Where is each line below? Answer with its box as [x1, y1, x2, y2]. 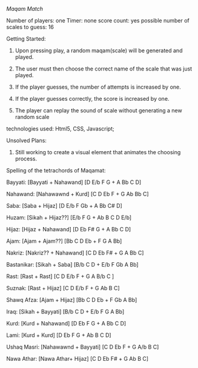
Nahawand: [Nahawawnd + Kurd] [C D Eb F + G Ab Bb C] [6, 191, 150, 197]
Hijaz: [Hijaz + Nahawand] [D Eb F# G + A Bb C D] [6, 226, 131, 233]
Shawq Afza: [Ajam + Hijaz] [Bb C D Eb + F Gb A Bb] [6, 296, 137, 303]
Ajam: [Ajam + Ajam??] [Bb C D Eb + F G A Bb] [6, 237, 122, 245]
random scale [15, 114, 50, 120]
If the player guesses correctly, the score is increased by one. [15, 95, 170, 102]
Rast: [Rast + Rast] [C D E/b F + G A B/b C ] [6, 273, 114, 280]
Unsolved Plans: [6, 137, 47, 144]
